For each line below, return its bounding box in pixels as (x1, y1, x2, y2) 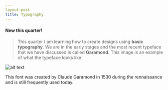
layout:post (5, 7, 30, 12)
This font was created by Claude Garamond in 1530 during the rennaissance (5, 73, 162, 80)
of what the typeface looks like (17, 54, 82, 60)
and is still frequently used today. (5, 79, 74, 85)
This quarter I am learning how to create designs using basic (17, 38, 143, 44)
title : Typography (5, 12, 44, 17)
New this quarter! (5, 27, 43, 33)
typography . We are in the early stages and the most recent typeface (17, 43, 161, 50)
